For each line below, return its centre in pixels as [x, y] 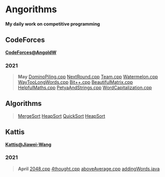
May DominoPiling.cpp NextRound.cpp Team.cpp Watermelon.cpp [88, 76]
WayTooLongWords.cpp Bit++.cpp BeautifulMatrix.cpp [75, 82]
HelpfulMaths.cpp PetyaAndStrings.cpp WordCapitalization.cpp [85, 87]
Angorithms [31, 9]
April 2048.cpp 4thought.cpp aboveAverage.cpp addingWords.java [89, 169]
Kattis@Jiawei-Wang [28, 144]
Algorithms [23, 104]
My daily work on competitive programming [53, 24]
